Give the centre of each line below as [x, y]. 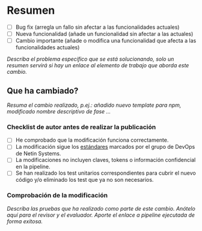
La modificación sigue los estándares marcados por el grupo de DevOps [105, 147]
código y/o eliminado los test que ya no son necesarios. [84, 180]
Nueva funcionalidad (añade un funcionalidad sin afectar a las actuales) [104, 34]
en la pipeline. [33, 167]
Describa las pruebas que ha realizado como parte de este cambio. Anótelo [101, 208]
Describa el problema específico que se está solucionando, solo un [90, 59]
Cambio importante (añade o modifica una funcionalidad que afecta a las [106, 41]
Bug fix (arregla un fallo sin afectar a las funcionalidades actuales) [97, 27]
